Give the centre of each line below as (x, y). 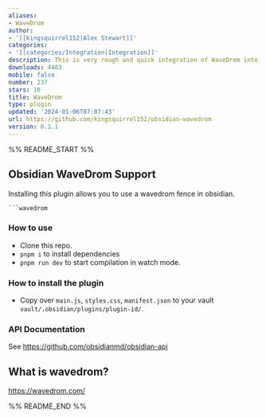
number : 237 (28, 82)
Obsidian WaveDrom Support (82, 175)
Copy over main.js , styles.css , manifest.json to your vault (117, 300)
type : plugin (30, 104)
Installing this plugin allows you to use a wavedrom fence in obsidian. (121, 193)
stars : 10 (25, 90)
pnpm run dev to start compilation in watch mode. (100, 262)
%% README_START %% (51, 149)
